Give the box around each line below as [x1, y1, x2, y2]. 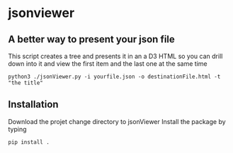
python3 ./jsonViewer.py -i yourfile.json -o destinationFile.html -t [8, 73, 221, 80]
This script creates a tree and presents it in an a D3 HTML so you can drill [8, 52, 223, 60]
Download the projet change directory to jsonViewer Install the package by [8, 117, 226, 125]
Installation [8, 98, 59, 110]
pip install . [8, 138, 50, 146]
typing [8, 125, 27, 133]
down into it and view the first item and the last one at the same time [8, 59, 208, 68]
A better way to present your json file [8, 33, 176, 45]
